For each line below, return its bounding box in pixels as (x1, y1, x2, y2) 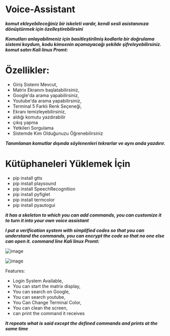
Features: (5, 268, 26, 274)
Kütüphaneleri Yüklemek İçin (5, 158, 131, 170)
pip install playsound (12, 180, 56, 186)
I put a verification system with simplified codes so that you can (5, 227, 144, 233)
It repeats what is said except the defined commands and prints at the (5, 320, 158, 326)
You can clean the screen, (12, 305, 68, 311)
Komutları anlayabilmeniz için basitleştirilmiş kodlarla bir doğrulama (5, 36, 155, 42)
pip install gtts (12, 175, 42, 181)
